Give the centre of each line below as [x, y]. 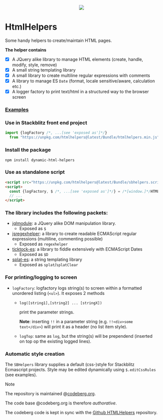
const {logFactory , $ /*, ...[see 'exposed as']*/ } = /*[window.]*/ [80, 191]
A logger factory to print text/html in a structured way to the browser [81, 91]
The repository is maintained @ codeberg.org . [50, 394]
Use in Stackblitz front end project [46, 123]
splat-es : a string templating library [47, 259]
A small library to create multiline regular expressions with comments [81, 75]
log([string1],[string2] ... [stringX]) [61, 303]
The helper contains [26, 50]
